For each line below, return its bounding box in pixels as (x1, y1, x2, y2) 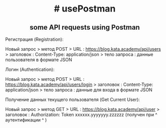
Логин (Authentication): (5, 66, 54, 72)
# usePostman (53, 3, 116, 15)
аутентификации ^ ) (5, 117, 47, 123)
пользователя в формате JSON (5, 57, 72, 63)
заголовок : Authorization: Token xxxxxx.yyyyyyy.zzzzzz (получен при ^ (5, 111, 157, 117)
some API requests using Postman (29, 23, 140, 32)
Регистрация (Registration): (5, 36, 64, 42)
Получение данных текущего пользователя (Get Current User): (5, 96, 140, 102)
